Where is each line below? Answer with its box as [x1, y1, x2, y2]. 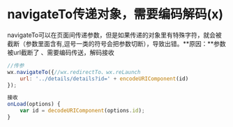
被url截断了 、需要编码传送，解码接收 [7, 48, 115, 57]
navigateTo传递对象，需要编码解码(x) [7, 6, 224, 22]
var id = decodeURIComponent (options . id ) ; [20, 107, 145, 114]
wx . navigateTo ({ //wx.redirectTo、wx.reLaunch [7, 68, 141, 75]
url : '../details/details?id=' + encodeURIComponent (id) [20, 75, 189, 82]
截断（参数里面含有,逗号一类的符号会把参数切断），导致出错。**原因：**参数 [7, 39, 227, 47]
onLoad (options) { [7, 100, 61, 108]
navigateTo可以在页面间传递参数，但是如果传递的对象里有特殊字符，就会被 [7, 31, 222, 39]
